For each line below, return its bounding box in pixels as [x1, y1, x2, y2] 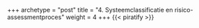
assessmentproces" [7, 13, 65, 21]
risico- [174, 6, 193, 14]
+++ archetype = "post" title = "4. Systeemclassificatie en [7, 6, 173, 14]
